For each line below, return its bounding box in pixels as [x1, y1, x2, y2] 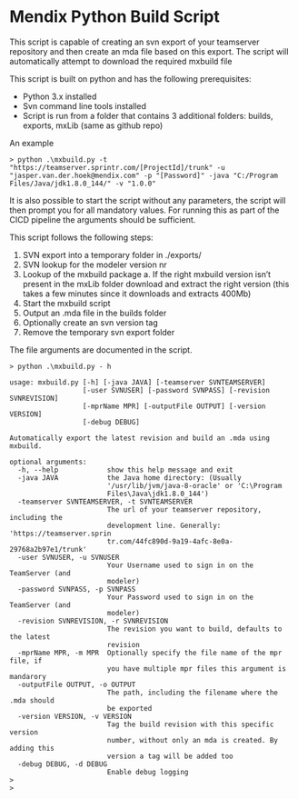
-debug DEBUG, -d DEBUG [17, 759, 107, 769]
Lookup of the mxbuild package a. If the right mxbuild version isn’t [22, 268, 271, 279]
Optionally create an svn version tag [22, 316, 159, 328]
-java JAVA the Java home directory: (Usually [17, 473, 243, 483]
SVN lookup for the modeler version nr [22, 259, 168, 270]
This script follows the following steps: [9, 232, 154, 243]
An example [9, 137, 55, 148]
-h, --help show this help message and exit [17, 465, 233, 474]
